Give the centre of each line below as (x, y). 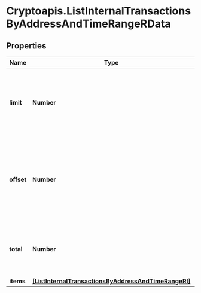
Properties (26, 46)
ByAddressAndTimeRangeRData (89, 24)
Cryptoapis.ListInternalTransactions (99, 11)
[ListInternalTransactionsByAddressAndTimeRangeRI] (111, 281)
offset (18, 179)
